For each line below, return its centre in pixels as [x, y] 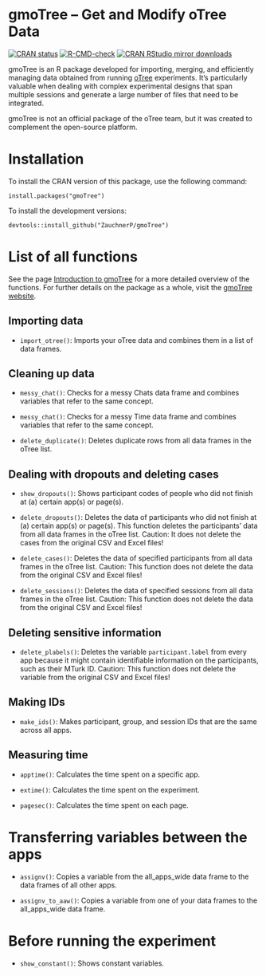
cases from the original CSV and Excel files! [92, 543]
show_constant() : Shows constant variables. [92, 963]
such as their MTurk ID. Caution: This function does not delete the [128, 669]
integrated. [26, 103]
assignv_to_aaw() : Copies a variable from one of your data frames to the [138, 900]
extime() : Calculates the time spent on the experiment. [110, 789]
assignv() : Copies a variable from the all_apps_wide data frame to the [134, 876]
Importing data [46, 321]
